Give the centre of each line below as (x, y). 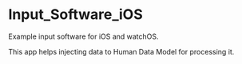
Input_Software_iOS (75, 15)
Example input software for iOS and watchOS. (83, 36)
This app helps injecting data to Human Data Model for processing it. (121, 51)
